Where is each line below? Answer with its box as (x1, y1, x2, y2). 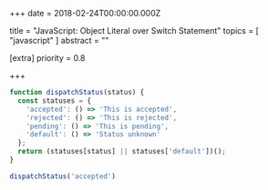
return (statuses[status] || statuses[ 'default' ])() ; (17, 147, 226, 156)
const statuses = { (17, 95, 92, 105)
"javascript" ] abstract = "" (9, 35, 109, 45)
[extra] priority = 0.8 (9, 53, 86, 63)
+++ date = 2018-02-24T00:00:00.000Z (9, 8, 161, 18)
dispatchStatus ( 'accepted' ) (9, 172, 117, 181)
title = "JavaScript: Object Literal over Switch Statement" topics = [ (9, 25, 260, 35)
